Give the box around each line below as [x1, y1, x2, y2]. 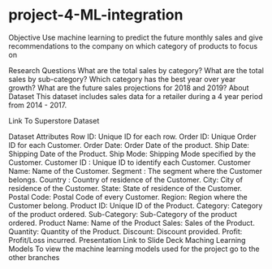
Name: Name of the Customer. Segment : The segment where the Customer [8, 166, 262, 176]
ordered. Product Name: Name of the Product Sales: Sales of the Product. [8, 218, 256, 228]
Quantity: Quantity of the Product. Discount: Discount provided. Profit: [8, 226, 243, 236]
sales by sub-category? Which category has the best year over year [8, 74, 236, 84]
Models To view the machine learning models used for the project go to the [8, 244, 260, 254]
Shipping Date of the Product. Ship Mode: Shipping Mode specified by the [8, 149, 257, 158]
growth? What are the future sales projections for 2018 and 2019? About [8, 83, 249, 93]
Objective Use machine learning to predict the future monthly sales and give [8, 33, 264, 42]
